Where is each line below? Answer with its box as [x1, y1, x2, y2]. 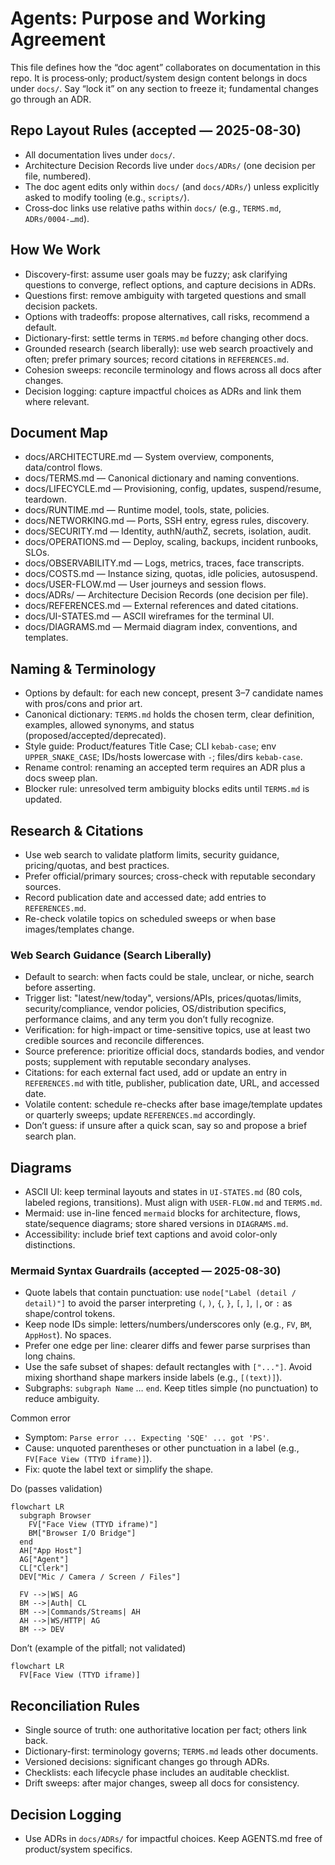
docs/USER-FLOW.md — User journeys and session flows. [24, 578, 267, 591]
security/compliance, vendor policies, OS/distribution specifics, [24, 1003, 287, 1015]
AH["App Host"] [19, 1546, 83, 1556]
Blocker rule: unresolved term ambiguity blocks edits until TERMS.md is [24, 783, 310, 795]
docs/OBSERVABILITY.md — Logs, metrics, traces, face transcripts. [24, 557, 305, 569]
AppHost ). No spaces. [24, 1329, 112, 1341]
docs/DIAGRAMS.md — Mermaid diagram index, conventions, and [24, 621, 298, 633]
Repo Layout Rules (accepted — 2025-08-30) [10, 122, 302, 139]
